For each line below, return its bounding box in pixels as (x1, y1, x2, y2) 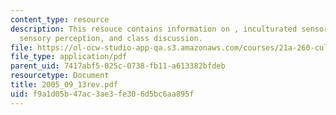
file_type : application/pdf (10, 52, 128, 62)
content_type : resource (10, 14, 110, 25)
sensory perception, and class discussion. (19, 33, 203, 43)
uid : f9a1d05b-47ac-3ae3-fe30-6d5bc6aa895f (10, 89, 195, 99)
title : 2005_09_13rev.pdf (10, 80, 118, 90)
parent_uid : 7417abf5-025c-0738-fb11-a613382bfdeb (10, 61, 226, 71)
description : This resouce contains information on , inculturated (10, 24, 298, 34)
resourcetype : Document (10, 71, 110, 81)
